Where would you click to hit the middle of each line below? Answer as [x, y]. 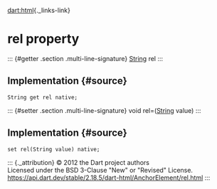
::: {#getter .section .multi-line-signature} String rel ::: [85, 58]
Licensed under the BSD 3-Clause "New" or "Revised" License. [100, 170]
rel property [43, 39]
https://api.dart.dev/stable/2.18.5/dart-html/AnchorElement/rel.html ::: [109, 178]
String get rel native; [43, 97]
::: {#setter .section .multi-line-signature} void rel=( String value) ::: [104, 110]
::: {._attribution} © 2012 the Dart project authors [78, 162]
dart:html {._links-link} [39, 10]
